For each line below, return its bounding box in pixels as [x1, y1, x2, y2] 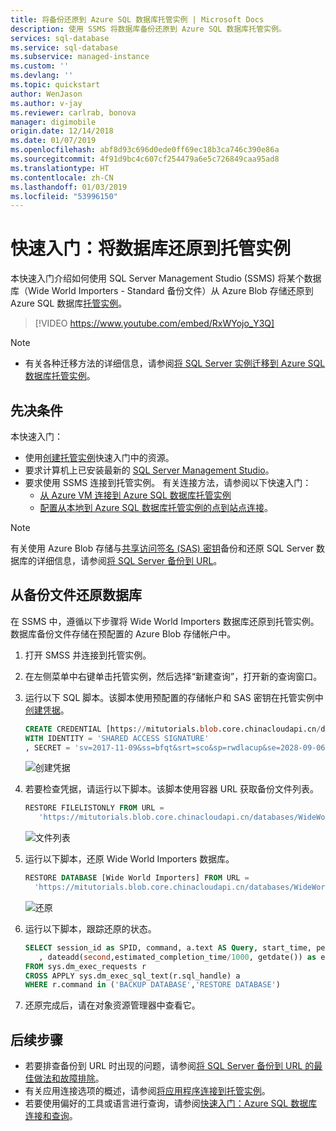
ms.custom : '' [10, 61, 70, 71]
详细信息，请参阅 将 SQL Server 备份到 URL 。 [36, 555, 223, 566]
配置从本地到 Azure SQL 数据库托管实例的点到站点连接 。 [39, 502, 273, 513]
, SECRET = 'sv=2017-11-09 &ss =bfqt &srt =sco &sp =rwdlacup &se [24, 742, 277, 753]
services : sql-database [10, 33, 110, 43]
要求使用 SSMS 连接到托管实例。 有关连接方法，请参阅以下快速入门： [24, 477, 312, 488]
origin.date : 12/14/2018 [10, 126, 114, 136]
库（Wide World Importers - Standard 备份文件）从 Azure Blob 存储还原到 [10, 285, 314, 297]
